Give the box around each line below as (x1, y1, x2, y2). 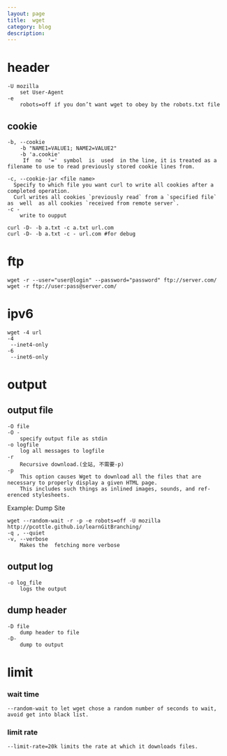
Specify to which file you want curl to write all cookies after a (13, 182, 214, 189)
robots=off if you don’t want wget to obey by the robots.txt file (20, 101, 220, 108)
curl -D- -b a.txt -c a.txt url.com (7, 224, 114, 231)
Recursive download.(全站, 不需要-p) (20, 460, 124, 468)
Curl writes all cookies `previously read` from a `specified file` (13, 194, 217, 201)
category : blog (7, 23, 52, 30)
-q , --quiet (7, 529, 45, 537)
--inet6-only (10, 354, 49, 361)
